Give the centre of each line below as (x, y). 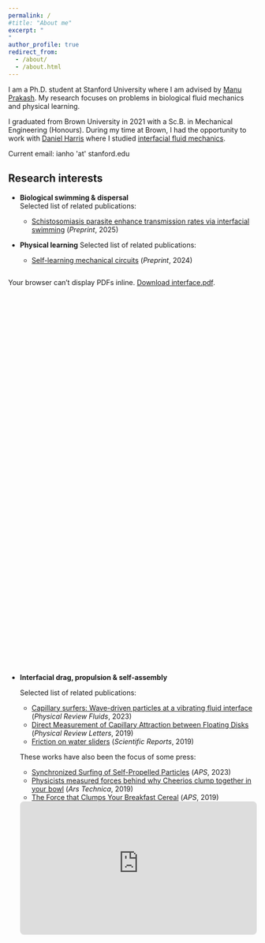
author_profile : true (44, 45)
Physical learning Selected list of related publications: (108, 245)
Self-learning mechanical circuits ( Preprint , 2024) (112, 260)
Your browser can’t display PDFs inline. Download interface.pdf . (112, 282)
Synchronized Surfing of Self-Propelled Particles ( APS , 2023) (131, 772)
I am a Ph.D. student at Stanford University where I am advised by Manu (125, 89)
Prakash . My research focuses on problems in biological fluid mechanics (126, 98)
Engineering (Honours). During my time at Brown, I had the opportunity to (127, 130)
